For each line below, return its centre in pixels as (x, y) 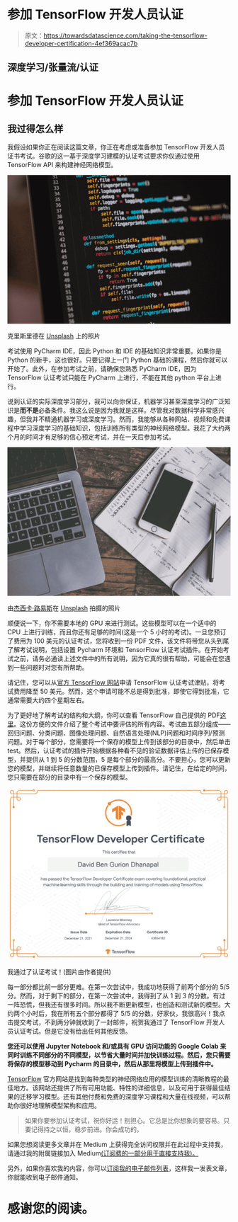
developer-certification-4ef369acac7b (81, 43)
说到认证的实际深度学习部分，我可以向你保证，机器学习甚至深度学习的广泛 (116, 401)
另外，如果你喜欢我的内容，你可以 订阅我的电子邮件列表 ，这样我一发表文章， (119, 1168)
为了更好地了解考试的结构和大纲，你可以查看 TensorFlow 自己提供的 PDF (114, 715)
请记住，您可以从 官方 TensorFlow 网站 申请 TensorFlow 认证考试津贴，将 (113, 683)
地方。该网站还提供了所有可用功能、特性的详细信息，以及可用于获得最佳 (119, 1088)
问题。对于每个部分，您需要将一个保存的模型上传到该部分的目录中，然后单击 (119, 742)
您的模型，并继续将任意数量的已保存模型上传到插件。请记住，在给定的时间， (119, 768)
